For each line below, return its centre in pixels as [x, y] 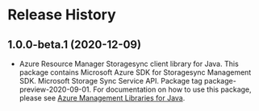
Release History [62, 15]
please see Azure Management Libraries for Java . [102, 98]
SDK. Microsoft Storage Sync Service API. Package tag [111, 81]
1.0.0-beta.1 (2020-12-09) [75, 45]
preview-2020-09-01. [55, 89]
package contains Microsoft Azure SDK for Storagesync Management [135, 72]
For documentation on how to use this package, [172, 89]
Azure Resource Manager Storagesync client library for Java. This [129, 64]
